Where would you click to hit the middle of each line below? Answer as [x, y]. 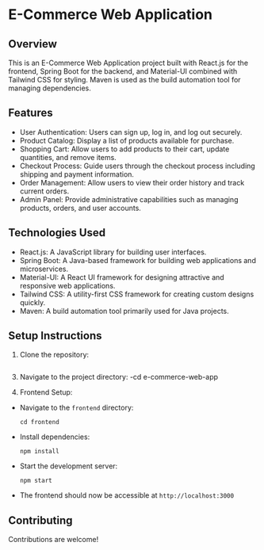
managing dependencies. [50, 88]
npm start [36, 481]
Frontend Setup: [46, 392]
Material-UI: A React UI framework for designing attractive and [122, 277]
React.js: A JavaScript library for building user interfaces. [113, 252]
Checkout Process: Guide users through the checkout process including [137, 166]
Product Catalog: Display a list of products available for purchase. [127, 140]
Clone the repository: [54, 355]
